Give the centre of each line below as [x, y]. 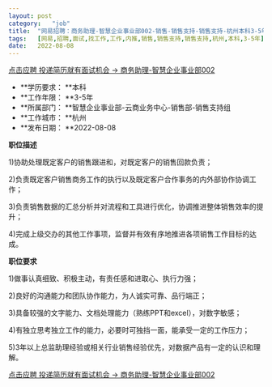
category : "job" [39, 23]
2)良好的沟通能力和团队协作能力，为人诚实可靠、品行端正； [108, 296]
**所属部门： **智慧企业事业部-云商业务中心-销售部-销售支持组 [125, 108]
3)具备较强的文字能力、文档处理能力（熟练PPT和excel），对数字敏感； [125, 313]
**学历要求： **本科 [53, 87]
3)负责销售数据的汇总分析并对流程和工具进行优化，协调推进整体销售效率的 [132, 206]
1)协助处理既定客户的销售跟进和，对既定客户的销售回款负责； [110, 162]
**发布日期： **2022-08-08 [68, 128]
